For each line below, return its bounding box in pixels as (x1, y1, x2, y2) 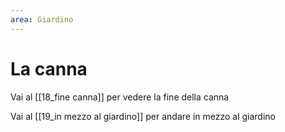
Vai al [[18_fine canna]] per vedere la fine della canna (10, 91, 230, 103)
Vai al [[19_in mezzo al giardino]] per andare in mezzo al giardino (10, 110, 276, 122)
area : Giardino (10, 14, 74, 25)
